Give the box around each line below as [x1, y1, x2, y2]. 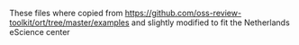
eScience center [9, 27, 70, 37]
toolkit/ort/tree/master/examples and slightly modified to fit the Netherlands [9, 17, 290, 28]
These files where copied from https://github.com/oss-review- [9, 8, 241, 18]
